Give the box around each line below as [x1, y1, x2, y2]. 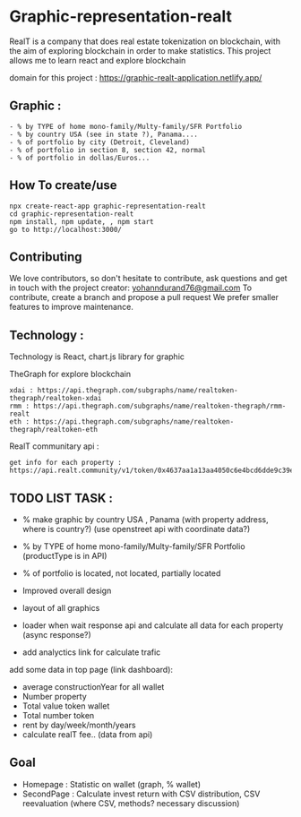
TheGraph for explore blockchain [9, 369, 132, 380]
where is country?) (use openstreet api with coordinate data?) [21, 524, 251, 534]
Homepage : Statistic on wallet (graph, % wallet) [21, 778, 202, 789]
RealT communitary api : [9, 441, 99, 451]
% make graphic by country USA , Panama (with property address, [21, 514, 269, 525]
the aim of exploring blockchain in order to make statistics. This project [9, 45, 271, 56]
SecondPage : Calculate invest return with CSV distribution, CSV [21, 788, 261, 799]
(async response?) [21, 630, 91, 640]
